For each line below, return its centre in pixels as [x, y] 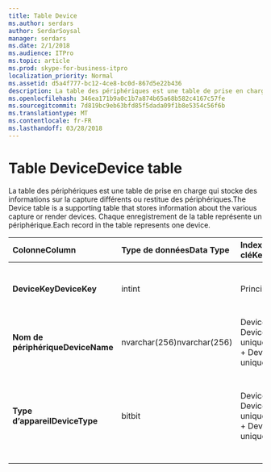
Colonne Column [44, 249]
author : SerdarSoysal [45, 31]
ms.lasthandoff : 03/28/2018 [56, 128]
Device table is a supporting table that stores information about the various [133, 207]
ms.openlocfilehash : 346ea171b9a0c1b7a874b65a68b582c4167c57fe [117, 98]
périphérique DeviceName [63, 347]
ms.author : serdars [41, 23]
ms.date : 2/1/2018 [39, 46]
